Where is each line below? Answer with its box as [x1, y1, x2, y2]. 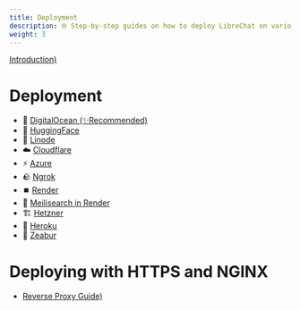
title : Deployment [9, 13, 78, 22]
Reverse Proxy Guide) [21, 291, 103, 302]
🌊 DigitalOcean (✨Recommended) [21, 115, 148, 126]
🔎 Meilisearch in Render [21, 197, 110, 208]
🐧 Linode [21, 135, 56, 146]
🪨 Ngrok [21, 172, 56, 182]
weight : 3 [9, 29, 47, 38]
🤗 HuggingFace [21, 125, 80, 136]
